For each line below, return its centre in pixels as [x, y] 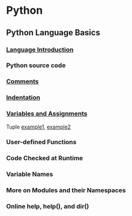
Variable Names [30, 174]
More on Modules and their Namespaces [66, 190]
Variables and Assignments [47, 114]
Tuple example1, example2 [39, 127]
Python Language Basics [53, 33]
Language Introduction [40, 50]
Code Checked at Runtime [45, 158]
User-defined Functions [41, 142]
